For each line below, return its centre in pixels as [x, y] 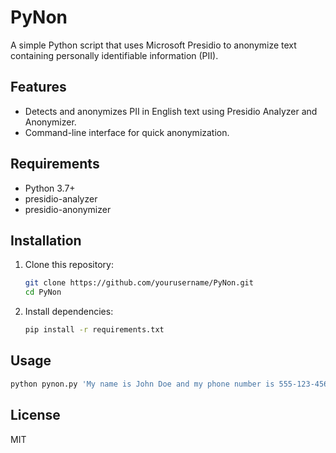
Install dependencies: [69, 312]
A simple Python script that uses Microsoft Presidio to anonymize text [153, 45]
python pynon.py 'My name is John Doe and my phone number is [142, 384]
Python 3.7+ [50, 188]
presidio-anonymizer [68, 209]
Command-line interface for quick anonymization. [127, 132]
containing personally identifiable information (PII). [114, 55]
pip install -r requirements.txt [94, 330]
